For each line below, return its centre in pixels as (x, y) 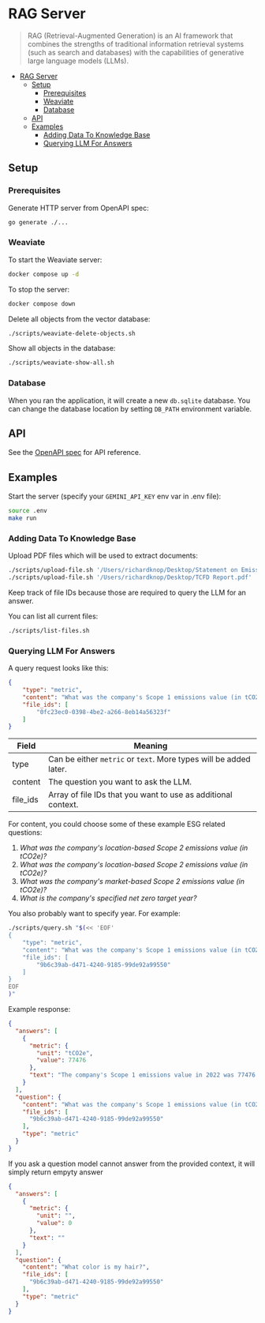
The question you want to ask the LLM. (120, 782)
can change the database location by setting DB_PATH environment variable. (130, 408)
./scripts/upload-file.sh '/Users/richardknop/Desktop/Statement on (123, 570)
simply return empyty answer (56, 1172)
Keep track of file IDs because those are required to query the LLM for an (127, 592)
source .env (28, 511)
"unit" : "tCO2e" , (65, 1053)
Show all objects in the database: (62, 348)
